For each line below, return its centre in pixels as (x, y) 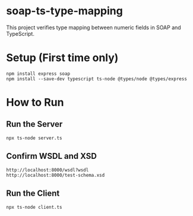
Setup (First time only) (62, 58)
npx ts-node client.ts (34, 207)
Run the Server (34, 124)
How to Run (35, 103)
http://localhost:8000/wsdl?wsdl (48, 170)
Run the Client (33, 194)
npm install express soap (38, 73)
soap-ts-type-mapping (64, 11)
